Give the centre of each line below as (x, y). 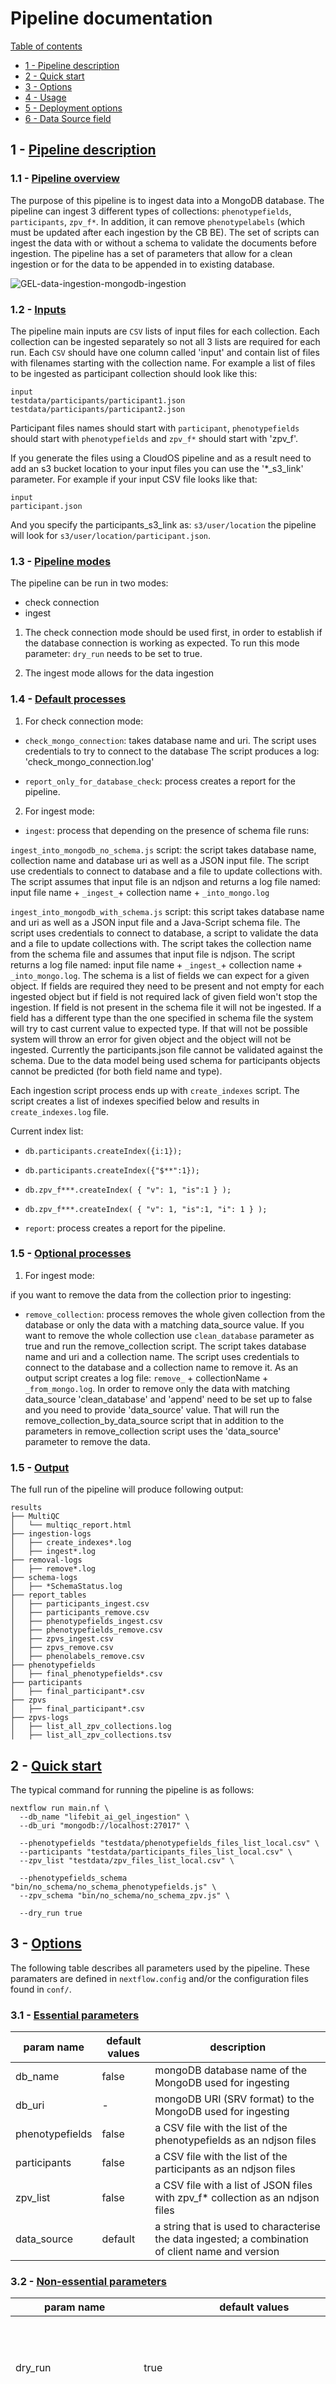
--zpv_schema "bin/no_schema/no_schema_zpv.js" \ (124, 1895)
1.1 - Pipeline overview (65, 179)
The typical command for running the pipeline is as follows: (132, 1789)
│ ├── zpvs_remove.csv (62, 1648)
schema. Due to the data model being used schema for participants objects (165, 1060)
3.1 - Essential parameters (75, 2015)
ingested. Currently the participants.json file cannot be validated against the (166, 1049)
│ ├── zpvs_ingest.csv (62, 1639)
